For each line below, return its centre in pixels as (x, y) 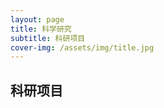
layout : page (37, 19)
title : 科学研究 (41, 29)
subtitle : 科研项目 (48, 38)
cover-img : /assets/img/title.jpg (82, 47)
